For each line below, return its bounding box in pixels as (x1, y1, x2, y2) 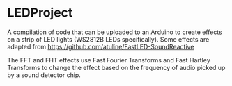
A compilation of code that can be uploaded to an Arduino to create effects (7, 28, 223, 36)
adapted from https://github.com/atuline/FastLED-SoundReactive (7, 42, 194, 51)
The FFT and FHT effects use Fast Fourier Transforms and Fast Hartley (7, 55, 210, 64)
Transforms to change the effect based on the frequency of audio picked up (7, 63, 226, 71)
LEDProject (7, 5, 73, 21)
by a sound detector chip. (7, 71, 82, 79)
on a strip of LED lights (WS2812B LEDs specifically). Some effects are (7, 35, 210, 43)
